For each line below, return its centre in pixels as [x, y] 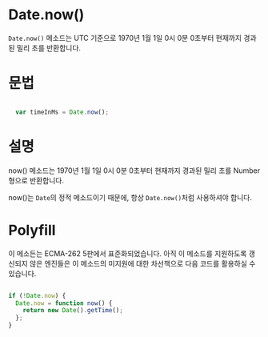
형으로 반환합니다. [36, 180]
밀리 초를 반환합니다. [49, 48]
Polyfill [32, 230]
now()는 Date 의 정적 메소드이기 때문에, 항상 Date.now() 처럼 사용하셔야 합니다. [130, 197]
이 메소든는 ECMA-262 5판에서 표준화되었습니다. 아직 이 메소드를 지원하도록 [128, 253]
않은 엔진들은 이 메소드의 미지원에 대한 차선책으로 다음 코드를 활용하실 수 [142, 263]
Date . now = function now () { [64, 303]
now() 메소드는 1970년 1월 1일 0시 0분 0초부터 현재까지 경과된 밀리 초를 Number [134, 171]
